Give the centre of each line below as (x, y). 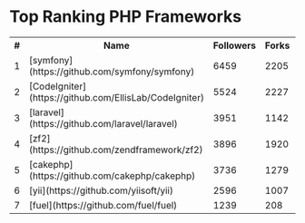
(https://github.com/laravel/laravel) (103, 123)
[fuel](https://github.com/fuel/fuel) (103, 205)
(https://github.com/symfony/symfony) (112, 72)
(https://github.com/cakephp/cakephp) (112, 176)
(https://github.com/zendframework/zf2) (116, 150)
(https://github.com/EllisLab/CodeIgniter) (116, 97)
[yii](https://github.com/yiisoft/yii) (101, 190)
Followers (235, 45)
